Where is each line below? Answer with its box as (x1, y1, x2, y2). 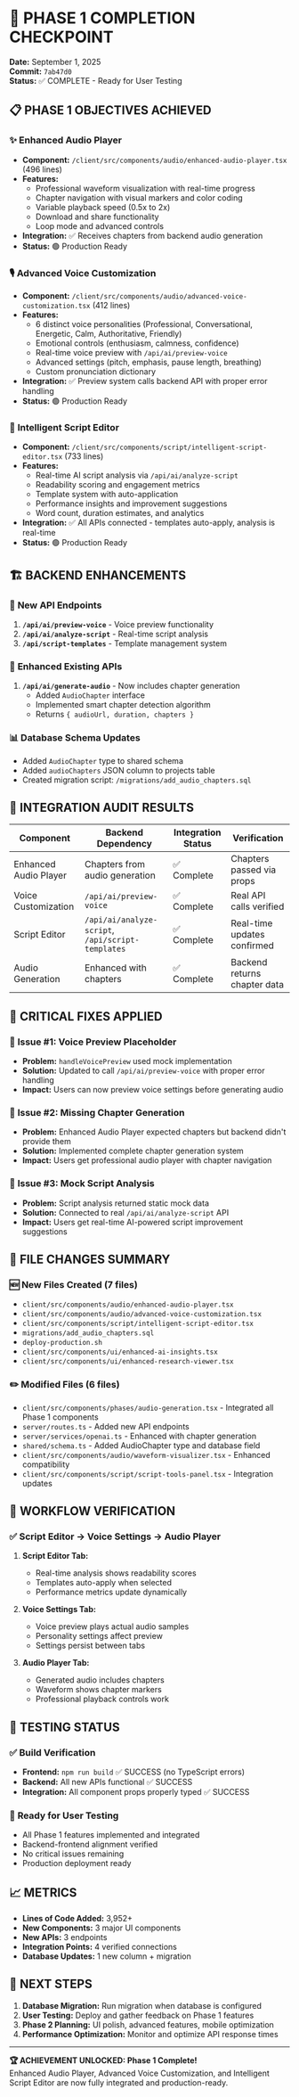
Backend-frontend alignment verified (21, 1839, 158, 1850)
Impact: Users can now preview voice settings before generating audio (21, 1085, 284, 1094)
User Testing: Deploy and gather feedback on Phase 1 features (21, 2010, 255, 2020)
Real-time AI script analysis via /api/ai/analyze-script (35, 470, 238, 480)
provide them (21, 1136, 71, 1147)
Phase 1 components (21, 1412, 100, 1422)
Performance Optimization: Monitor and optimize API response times (21, 2028, 279, 2039)
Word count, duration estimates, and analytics (35, 508, 205, 519)
